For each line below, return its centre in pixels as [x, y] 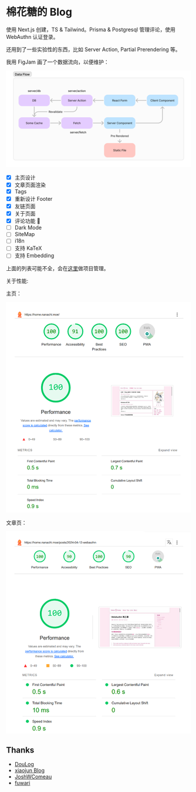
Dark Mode [28, 228]
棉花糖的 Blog [39, 12]
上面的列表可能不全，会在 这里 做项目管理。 [58, 268]
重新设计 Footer [33, 198]
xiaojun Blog [30, 771]
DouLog [24, 764]
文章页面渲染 [30, 185]
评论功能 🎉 [27, 221]
